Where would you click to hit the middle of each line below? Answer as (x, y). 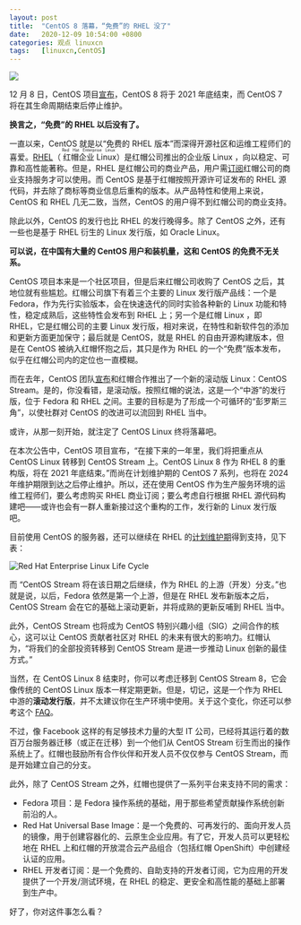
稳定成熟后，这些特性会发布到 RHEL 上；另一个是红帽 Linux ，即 (143, 316)
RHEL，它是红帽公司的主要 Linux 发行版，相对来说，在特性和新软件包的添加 (149, 326)
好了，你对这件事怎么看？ (56, 912)
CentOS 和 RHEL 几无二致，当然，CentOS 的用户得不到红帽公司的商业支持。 (150, 202)
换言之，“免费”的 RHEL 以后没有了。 (77, 125)
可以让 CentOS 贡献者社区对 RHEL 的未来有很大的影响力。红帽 (148, 637)
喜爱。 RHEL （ (35, 157)
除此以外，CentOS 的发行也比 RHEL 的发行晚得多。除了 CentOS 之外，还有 (148, 221)
